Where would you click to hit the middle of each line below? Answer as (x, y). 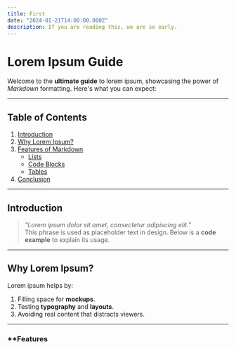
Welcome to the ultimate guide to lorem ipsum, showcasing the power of (113, 81)
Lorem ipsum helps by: (40, 285)
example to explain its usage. (67, 239)
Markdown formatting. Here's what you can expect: (82, 89)
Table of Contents (47, 117)
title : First (26, 14)
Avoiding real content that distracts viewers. (81, 314)
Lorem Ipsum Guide (65, 62)
